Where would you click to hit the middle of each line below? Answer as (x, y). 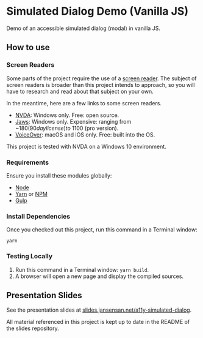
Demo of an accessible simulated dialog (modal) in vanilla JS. (83, 28)
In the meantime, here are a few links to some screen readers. (84, 103)
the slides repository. (33, 328)
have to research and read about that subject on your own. (80, 91)
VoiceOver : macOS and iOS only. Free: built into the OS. (85, 134)
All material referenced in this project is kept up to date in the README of (98, 322)
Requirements (28, 162)
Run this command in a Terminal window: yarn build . (82, 269)
